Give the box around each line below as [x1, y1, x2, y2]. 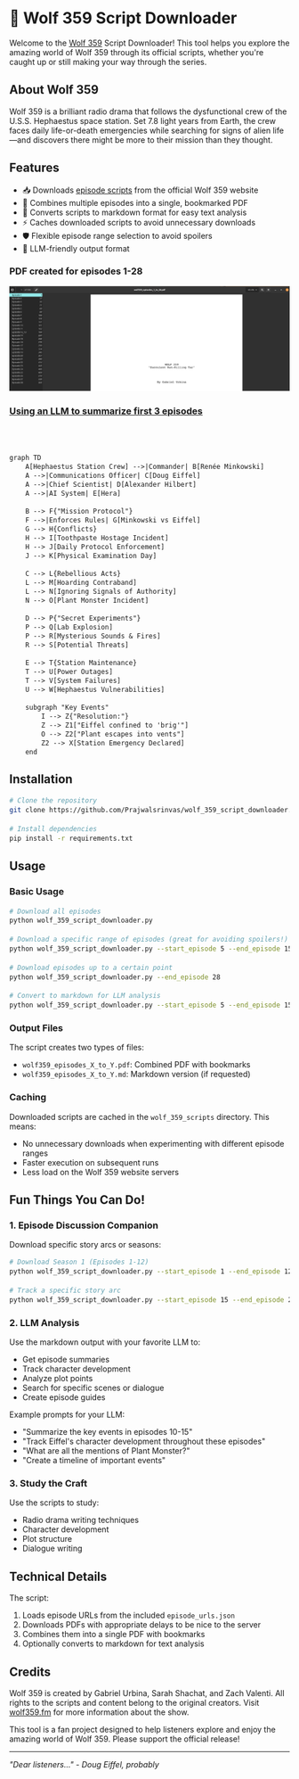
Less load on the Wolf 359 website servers [21, 1166, 180, 1177]
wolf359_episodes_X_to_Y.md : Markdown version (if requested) [21, 1069, 251, 1080]
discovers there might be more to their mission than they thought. [32, 134, 273, 145]
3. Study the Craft [9, 1478, 87, 1490]
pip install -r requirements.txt [9, 834, 133, 843]
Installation [9, 771, 73, 787]
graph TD [9, 453, 42, 462]
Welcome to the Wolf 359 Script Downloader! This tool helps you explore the [9, 37, 290, 48]
